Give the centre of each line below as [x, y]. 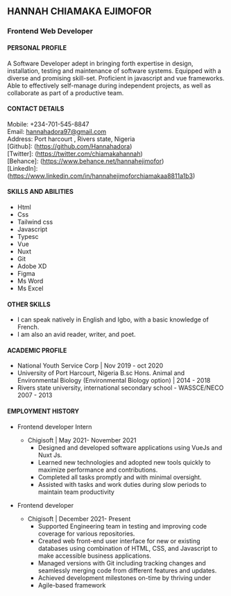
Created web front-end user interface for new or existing [119, 540]
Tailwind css [35, 222]
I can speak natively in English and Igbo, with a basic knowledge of [113, 320]
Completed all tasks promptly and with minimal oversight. [120, 477]
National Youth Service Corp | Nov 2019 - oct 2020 [90, 366]
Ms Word [30, 281]
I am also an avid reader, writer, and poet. [76, 334]
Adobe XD [32, 266]
